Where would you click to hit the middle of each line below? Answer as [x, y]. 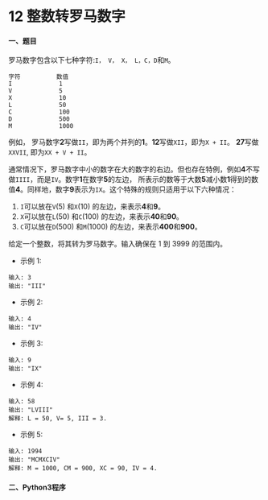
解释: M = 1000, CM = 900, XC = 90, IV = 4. [83, 469]
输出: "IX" [25, 369]
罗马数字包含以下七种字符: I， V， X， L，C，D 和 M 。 [92, 60]
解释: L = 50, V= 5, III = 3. [58, 419]
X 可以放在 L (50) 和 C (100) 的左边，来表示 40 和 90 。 [101, 217]
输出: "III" [27, 287]
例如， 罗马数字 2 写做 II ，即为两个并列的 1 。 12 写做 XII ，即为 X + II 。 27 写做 [134, 143]
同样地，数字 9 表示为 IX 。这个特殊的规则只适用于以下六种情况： [132, 189]
